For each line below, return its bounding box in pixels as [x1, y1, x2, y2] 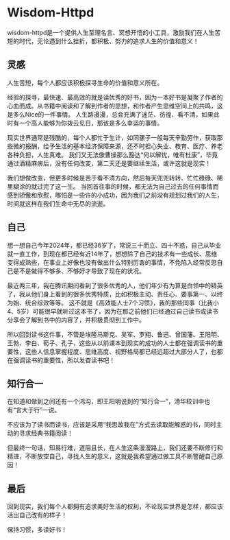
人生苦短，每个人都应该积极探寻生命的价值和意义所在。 [7, 78, 163, 86]
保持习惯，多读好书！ [7, 526, 67, 534]
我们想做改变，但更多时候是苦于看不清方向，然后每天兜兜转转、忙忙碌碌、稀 [7, 174, 223, 182]
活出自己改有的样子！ [7, 511, 67, 519]
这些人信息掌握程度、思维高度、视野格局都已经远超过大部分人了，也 [25, 347, 217, 355]
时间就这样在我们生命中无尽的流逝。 [7, 199, 110, 207]
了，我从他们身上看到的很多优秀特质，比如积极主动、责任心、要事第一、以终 [7, 290, 223, 298]
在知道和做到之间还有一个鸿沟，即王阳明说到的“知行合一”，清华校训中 [7, 397, 205, 406]
